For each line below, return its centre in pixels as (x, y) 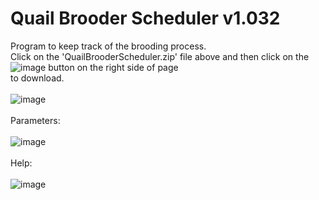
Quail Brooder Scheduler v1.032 (145, 18)
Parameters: (35, 120)
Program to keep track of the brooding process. (108, 46)
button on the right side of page (113, 67)
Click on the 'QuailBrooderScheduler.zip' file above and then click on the (160, 56)
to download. (37, 78)
